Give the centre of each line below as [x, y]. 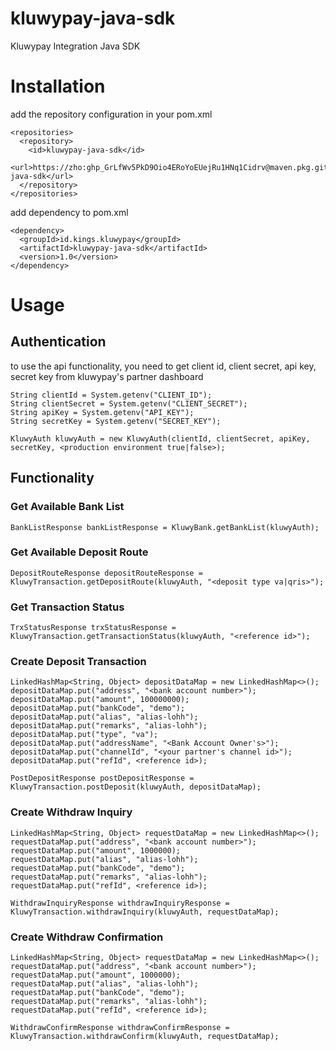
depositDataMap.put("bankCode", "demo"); [98, 708]
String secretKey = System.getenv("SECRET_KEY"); [116, 421]
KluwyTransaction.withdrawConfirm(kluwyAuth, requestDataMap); [145, 1037]
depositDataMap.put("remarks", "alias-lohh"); [109, 726]
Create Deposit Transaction [78, 662]
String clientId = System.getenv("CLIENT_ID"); [111, 395]
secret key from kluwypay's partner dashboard [107, 376]
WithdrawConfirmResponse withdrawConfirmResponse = [120, 1028]
